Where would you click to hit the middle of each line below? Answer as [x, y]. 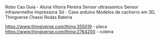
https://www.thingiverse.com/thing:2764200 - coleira [59, 32]
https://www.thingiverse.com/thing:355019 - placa [56, 26]
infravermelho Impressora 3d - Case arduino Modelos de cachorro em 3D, [80, 12]
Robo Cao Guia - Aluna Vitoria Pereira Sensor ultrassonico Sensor [72, 7]
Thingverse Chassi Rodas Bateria [39, 17]
